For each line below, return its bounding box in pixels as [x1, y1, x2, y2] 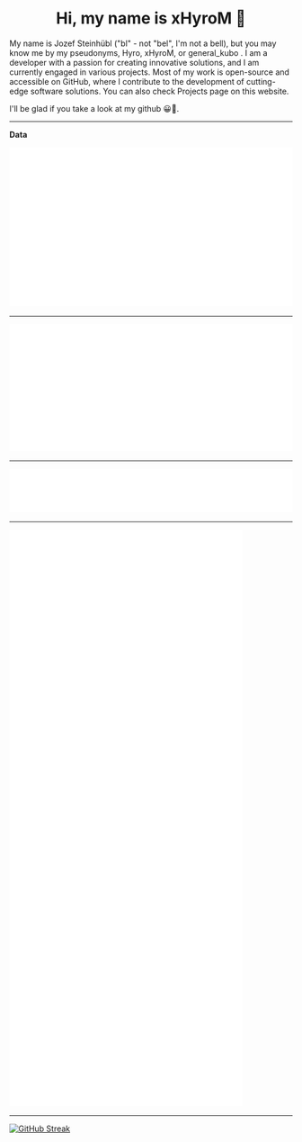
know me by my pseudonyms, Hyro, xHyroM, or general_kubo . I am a [9, 47, 268, 58]
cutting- [245, 76, 276, 86]
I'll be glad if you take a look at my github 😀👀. [9, 103, 180, 113]
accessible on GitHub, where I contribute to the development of [9, 76, 244, 86]
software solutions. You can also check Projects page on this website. [30, 86, 289, 96]
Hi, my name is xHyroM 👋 [56, 8, 246, 29]
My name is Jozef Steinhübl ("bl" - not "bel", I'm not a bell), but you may [9, 38, 277, 49]
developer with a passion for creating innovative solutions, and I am [9, 57, 260, 68]
